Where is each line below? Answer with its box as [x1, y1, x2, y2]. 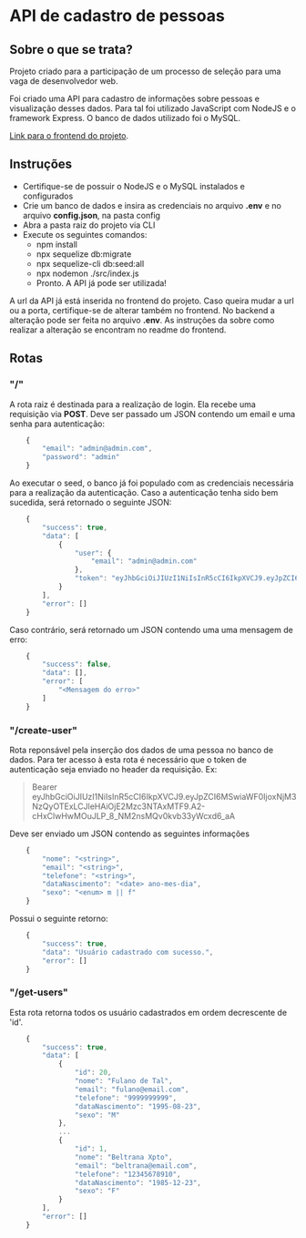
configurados [22, 190, 74, 201]
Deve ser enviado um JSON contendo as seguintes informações [9, 828, 250, 839]
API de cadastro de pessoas [9, 5, 225, 26]
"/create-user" [9, 723, 77, 736]
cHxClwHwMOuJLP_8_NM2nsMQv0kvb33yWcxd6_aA [31, 810, 235, 821]
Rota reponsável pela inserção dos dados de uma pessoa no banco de [9, 744, 274, 755]
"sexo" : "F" [74, 1186, 120, 1196]
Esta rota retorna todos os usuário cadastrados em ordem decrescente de [9, 1007, 288, 1018]
